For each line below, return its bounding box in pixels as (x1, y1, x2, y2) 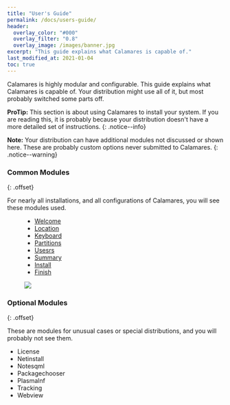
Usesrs (34, 246, 55, 254)
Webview (16, 391, 43, 400)
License (16, 347, 40, 356)
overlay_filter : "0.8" (13, 36, 78, 43)
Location (34, 224, 60, 232)
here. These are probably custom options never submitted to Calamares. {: (7, 143, 218, 151)
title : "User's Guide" (7, 10, 72, 17)
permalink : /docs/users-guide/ (7, 16, 97, 23)
